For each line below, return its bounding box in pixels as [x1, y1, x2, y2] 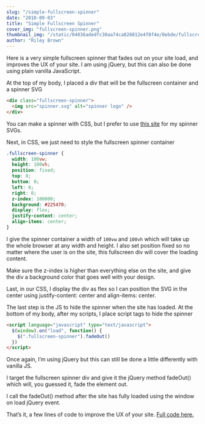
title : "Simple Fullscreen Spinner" [6, 20, 99, 26]
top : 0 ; [12, 173, 32, 180]
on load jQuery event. [6, 399, 61, 406]
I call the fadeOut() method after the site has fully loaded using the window [6, 393, 195, 400]
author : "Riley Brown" [6, 37, 64, 44]
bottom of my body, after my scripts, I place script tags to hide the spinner [6, 310, 193, 317]
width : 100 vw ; [12, 156, 48, 162]
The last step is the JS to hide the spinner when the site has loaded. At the [6, 303, 193, 311]
